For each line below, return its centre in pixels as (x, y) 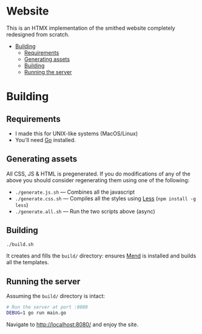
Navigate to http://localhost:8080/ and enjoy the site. (72, 324)
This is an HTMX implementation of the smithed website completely (91, 28)
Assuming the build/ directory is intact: (56, 296)
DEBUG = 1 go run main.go (36, 313)
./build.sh (20, 244)
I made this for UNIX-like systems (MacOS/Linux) (76, 133)
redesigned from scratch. (38, 34)
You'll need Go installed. (45, 140)
